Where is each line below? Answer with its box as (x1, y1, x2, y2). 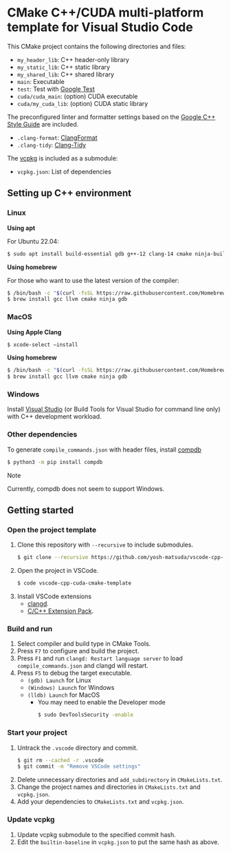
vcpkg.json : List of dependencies (16, 167, 111, 176)
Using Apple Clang (7, 328, 62, 336)
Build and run (7, 624, 53, 633)
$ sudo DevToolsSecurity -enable (37, 711, 134, 719)
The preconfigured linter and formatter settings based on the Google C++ (7, 112, 216, 121)
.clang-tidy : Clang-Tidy (16, 140, 87, 149)
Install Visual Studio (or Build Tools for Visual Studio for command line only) (7, 405, 221, 414)
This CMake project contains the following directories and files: (7, 42, 186, 50)
